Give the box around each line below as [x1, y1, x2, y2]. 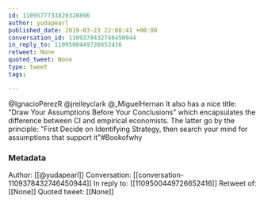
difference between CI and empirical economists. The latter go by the [8, 115, 235, 125]
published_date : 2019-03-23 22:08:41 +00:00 [8, 26, 158, 34]
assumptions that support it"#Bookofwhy [8, 132, 143, 142]
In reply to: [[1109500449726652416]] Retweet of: [94, 179, 257, 188]
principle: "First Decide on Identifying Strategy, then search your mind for [8, 124, 248, 133]
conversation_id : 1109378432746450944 [8, 33, 136, 42]
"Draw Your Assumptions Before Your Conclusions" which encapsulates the [8, 107, 256, 117]
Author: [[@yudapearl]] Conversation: [8, 170, 132, 179]
